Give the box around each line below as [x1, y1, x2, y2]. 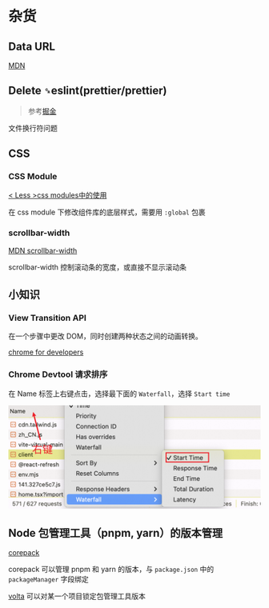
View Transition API [8, 313, 86, 324]
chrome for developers [8, 347, 84, 357]
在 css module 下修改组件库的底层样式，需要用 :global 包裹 [8, 207, 206, 217]
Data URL [8, 39, 56, 53]
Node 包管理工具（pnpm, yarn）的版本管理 [8, 526, 223, 540]
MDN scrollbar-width [8, 246, 78, 255]
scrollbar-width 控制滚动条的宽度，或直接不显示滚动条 [8, 262, 187, 272]
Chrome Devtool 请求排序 [8, 369, 108, 380]
